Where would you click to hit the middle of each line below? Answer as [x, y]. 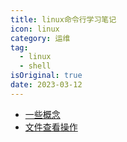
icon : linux [35, 29]
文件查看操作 [51, 127]
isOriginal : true [46, 76]
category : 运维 [40, 38]
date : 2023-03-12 [46, 85]
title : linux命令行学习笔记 [63, 19]
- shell [35, 66]
